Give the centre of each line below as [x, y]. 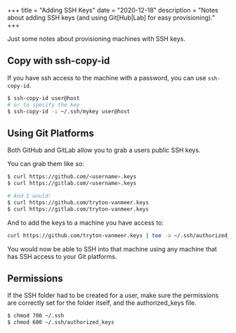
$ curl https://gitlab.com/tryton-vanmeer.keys [78, 209]
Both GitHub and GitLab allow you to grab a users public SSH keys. [104, 150]
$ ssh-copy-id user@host [44, 98]
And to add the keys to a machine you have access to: [85, 222]
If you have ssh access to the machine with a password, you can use [107, 77]
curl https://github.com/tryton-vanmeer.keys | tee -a [89, 235]
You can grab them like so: [46, 164]
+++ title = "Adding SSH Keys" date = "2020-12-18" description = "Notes [113, 10]
